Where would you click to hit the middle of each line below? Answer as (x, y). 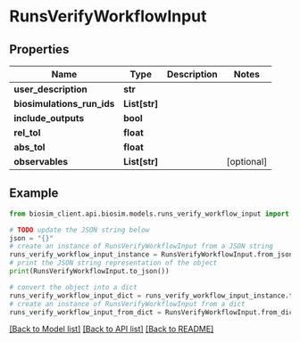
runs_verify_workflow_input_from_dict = (86, 312)
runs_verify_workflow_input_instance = (83, 255)
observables (41, 162)
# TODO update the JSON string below (79, 230)
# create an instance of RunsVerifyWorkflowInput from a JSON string (142, 247)
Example (34, 193)
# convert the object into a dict (74, 287)
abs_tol (29, 147)
